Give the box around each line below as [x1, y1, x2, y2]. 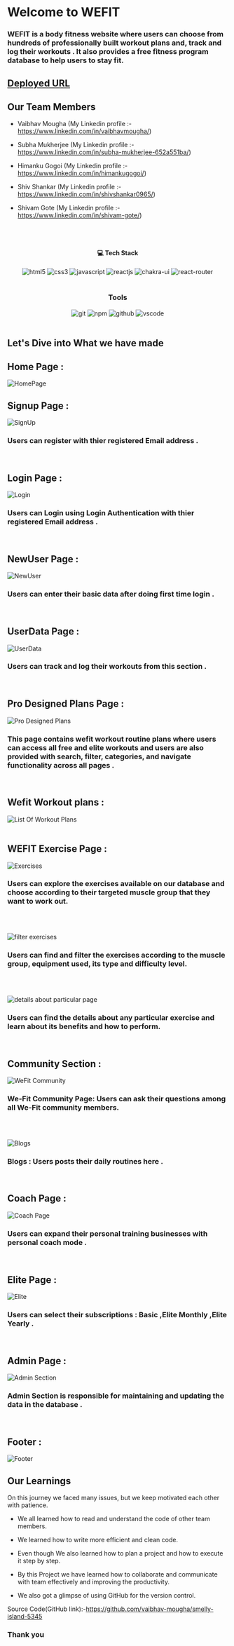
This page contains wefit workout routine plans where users [7, 734, 216, 744]
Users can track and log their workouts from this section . [7, 662, 207, 672]
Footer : [7, 1436, 42, 1448]
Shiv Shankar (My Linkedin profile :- [17, 183, 121, 191]
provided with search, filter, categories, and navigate [7, 751, 191, 761]
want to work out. [7, 897, 69, 906]
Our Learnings [7, 1475, 71, 1487]
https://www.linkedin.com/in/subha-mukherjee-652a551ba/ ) [17, 148, 191, 156]
